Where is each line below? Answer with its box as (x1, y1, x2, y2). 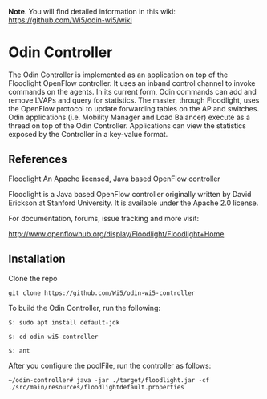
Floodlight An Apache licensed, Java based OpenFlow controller (8, 174, 220, 183)
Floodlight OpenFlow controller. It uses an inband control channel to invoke (8, 78, 256, 87)
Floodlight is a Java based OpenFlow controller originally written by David (8, 189, 252, 199)
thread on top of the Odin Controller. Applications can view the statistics (8, 120, 246, 131)
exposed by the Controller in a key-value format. (8, 129, 168, 139)
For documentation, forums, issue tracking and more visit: (8, 213, 199, 223)
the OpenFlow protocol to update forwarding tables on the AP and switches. (8, 103, 259, 113)
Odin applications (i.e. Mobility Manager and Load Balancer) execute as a (8, 112, 251, 122)
